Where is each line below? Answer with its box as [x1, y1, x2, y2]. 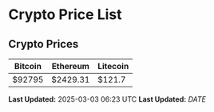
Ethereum [51, 61, 90, 71]
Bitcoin [14, 61, 42, 71]
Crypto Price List [8, 6, 122, 24]
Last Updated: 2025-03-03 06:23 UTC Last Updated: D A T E [8, 95, 206, 104]
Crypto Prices [8, 37, 79, 51]
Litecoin [97, 61, 129, 71]
